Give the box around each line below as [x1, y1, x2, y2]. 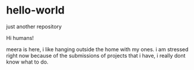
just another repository [6, 23, 62, 30]
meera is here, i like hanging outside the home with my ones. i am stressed [6, 45, 189, 53]
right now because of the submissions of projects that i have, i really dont [6, 52, 186, 59]
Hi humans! [6, 34, 34, 41]
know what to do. [6, 58, 49, 65]
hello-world [6, 4, 65, 17]
